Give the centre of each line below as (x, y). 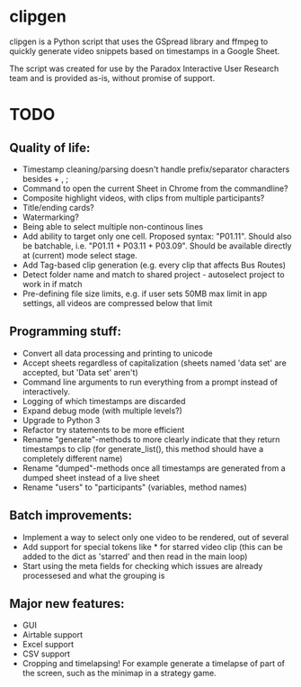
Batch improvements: (71, 515)
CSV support (46, 654)
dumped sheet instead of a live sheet (91, 477)
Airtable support (53, 635)
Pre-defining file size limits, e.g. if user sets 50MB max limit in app (145, 294)
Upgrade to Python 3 (61, 420)
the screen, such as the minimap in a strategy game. (120, 673)
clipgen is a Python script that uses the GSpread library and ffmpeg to (139, 41)
